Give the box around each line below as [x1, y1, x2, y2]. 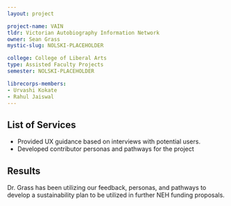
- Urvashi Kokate [7, 86, 58, 94]
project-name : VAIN [7, 22, 64, 30]
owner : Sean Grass [7, 35, 60, 42]
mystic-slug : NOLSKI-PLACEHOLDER [7, 42, 104, 49]
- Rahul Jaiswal [7, 93, 54, 100]
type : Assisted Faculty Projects [7, 61, 104, 68]
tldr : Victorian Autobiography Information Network [7, 29, 160, 36]
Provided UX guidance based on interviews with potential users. [17, 137, 201, 146]
